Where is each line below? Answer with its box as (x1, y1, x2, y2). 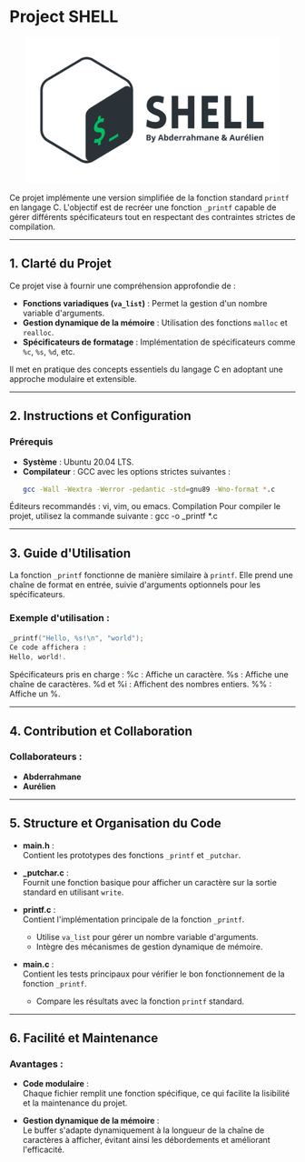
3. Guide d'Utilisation (9, 546, 132, 561)
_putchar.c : (22, 866, 70, 878)
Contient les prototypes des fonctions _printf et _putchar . (22, 849, 241, 860)
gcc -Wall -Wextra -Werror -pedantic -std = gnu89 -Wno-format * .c (22, 485, 275, 494)
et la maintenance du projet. (22, 1097, 128, 1108)
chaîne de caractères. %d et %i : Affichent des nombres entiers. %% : (9, 679, 272, 690)
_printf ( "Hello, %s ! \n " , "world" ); (9, 634, 144, 643)
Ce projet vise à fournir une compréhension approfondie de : (9, 280, 236, 291)
